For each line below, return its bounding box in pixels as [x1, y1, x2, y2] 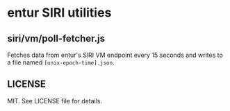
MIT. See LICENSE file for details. [7, 96, 103, 105]
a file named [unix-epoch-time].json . [7, 58, 115, 67]
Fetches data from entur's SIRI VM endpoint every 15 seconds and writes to [7, 51, 224, 59]
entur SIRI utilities [7, 5, 112, 21]
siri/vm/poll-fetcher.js [7, 33, 106, 44]
